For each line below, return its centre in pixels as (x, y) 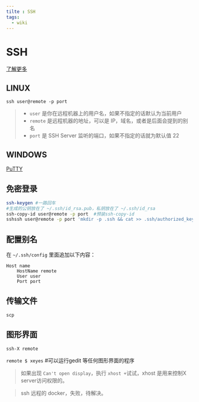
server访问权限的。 (44, 380)
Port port (29, 282)
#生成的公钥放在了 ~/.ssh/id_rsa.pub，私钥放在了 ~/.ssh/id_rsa (81, 208)
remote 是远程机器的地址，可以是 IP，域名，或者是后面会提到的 (106, 121)
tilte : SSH (21, 12)
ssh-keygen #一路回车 (31, 203)
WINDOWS (27, 155)
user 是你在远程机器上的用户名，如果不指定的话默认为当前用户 (106, 114)
